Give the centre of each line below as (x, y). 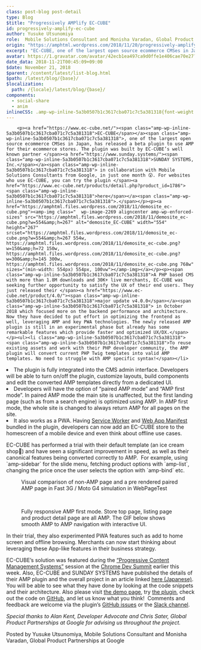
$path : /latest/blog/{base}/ (42, 78)
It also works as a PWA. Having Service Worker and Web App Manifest (101, 421)
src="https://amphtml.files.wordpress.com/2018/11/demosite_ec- (106, 217)
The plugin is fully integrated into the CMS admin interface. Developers (101, 370)
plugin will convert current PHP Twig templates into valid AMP (88, 354)
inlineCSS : (20, 112)
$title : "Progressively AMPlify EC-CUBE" (59, 23)
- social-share (31, 101)
